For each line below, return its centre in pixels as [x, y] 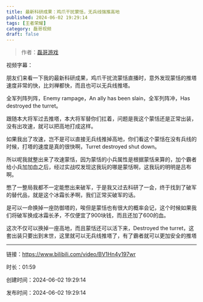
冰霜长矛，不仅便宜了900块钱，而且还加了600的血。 [103, 216]
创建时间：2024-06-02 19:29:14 [46, 280]
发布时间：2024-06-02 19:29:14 [46, 293]
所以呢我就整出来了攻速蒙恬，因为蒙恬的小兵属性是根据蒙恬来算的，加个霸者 [101, 159]
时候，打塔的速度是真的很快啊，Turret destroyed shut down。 [83, 147]
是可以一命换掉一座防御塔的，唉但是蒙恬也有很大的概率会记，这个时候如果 [99, 208]
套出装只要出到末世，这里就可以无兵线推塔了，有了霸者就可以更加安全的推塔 [101, 236]
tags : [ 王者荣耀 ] [26, 23]
